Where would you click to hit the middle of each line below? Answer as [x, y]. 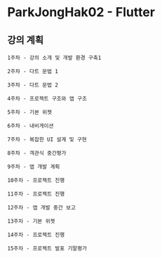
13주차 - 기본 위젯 [31, 221]
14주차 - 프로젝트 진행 [36, 235]
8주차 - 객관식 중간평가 [37, 153]
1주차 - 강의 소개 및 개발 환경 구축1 [54, 58]
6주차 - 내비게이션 [31, 126]
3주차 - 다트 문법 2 [33, 85]
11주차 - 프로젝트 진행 [36, 194]
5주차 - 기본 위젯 [30, 112]
